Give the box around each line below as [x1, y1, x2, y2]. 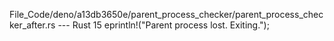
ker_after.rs [9, 19, 56, 31]
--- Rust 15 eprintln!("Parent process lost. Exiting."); [57, 19, 270, 31]
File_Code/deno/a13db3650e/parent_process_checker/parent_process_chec [9, 9, 324, 20]
